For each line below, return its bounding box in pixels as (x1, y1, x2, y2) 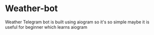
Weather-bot (5, 3, 58, 14)
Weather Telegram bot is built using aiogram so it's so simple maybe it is (5, 19, 150, 25)
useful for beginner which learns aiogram (5, 24, 88, 30)
